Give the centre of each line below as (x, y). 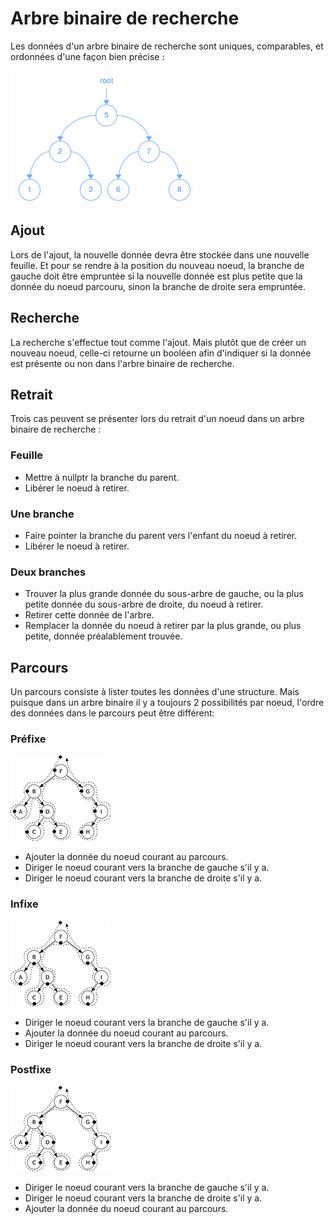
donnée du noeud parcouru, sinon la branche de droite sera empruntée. (158, 286)
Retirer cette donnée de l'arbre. (89, 615)
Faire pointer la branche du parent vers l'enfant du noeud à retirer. (161, 535)
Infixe (24, 904)
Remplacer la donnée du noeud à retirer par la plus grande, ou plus (163, 626)
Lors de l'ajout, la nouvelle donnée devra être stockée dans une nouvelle (160, 254)
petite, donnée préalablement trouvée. (103, 636)
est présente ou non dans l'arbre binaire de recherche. (122, 363)
